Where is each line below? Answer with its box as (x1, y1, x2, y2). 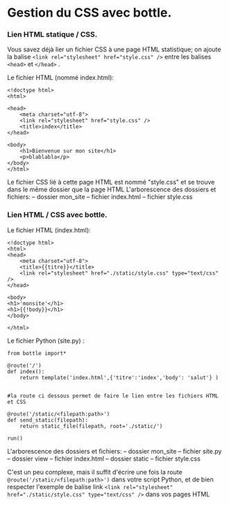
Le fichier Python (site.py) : (7, 336, 85, 345)
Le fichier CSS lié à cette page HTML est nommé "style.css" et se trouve (7, 178, 215, 187)
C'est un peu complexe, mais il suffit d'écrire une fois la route (7, 468, 183, 476)
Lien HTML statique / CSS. (7, 30, 98, 40)
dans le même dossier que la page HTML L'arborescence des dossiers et (7, 185, 217, 194)
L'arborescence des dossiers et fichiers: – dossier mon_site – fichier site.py (7, 447, 222, 455)
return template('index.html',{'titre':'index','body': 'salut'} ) (19, 374, 219, 381)
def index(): (7, 368, 45, 375)
